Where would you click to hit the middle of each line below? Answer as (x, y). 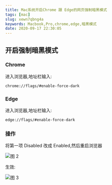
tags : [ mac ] (18, 15)
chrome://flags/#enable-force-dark (42, 86)
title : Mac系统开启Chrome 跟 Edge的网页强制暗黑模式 (56, 10)
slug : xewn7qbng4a (24, 19)
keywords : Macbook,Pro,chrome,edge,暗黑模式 (51, 24)
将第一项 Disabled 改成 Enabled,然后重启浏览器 (54, 146)
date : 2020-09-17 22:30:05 (33, 29)
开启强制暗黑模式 (32, 50)
